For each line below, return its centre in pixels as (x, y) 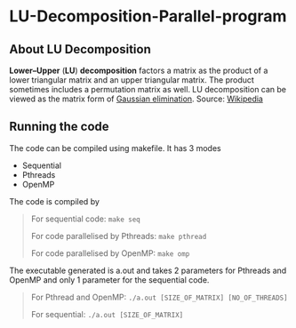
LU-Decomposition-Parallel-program (148, 16)
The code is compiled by (55, 201)
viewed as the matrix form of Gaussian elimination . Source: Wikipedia (136, 99)
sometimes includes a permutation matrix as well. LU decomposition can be (148, 89)
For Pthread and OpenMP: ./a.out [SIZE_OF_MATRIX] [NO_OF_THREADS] (159, 297)
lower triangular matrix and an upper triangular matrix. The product (132, 80)
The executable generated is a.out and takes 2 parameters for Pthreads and (148, 270)
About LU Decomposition (80, 49)
